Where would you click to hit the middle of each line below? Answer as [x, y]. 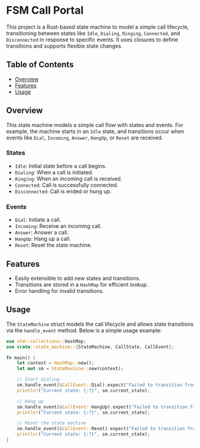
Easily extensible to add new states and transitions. [78, 278]
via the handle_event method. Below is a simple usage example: [84, 330]
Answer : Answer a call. [42, 233]
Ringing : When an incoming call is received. [68, 178]
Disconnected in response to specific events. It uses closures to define [92, 39]
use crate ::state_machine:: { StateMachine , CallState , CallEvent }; [90, 347]
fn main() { [21, 358]
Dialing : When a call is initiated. [54, 172]
